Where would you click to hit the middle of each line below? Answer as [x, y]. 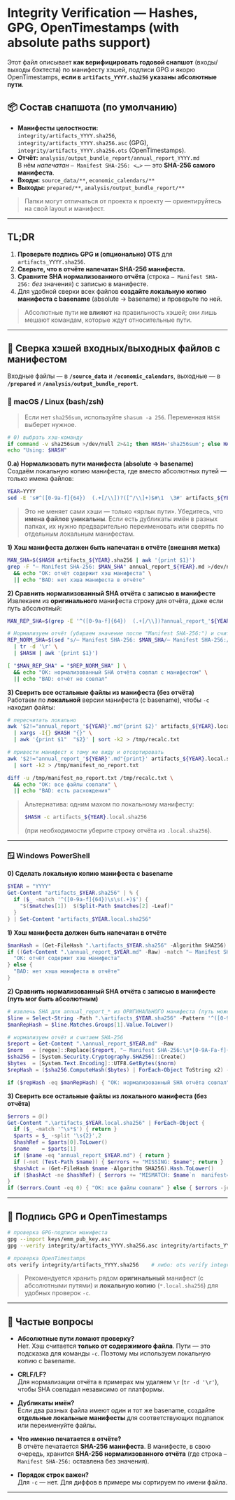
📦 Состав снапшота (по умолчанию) [92, 108]
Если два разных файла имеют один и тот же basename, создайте [116, 1410]
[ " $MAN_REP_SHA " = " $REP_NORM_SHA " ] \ [67, 665]
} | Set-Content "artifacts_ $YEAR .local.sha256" [79, 919]
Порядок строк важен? [53, 1475]
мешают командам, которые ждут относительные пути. [108, 320]
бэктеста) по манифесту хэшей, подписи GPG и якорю [114, 69]
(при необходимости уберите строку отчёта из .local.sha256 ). [118, 831]
